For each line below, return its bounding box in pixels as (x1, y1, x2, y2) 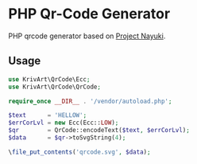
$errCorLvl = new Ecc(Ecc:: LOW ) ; (8, 119, 119, 127)
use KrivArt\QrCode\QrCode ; (8, 83, 102, 91)
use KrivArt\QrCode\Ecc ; (8, 75, 91, 84)
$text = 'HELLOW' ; (8, 111, 87, 119)
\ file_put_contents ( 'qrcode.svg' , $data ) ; (8, 148, 151, 156)
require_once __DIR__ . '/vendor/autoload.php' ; (8, 97, 172, 105)
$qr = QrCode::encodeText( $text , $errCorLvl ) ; (8, 127, 191, 135)
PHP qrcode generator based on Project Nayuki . (8, 31, 166, 41)
